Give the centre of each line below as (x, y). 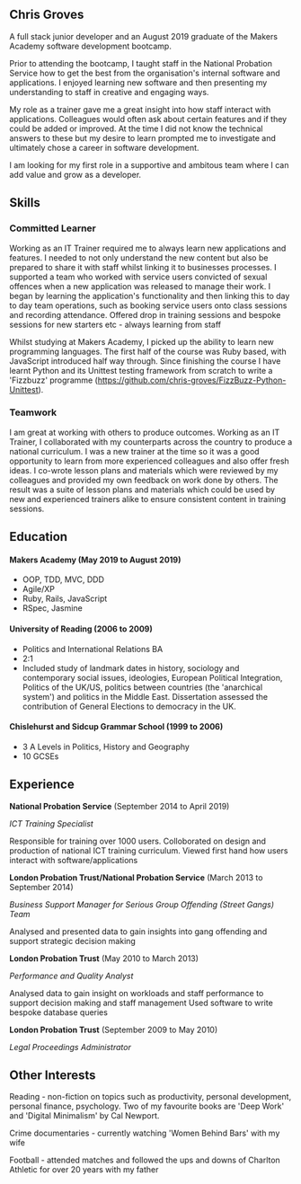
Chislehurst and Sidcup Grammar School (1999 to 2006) (116, 727)
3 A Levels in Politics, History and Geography (106, 747)
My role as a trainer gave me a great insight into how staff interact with (140, 109)
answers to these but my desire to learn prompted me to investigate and (143, 137)
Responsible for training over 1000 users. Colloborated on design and (138, 841)
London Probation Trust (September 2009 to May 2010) (114, 1029)
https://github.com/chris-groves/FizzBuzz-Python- (192, 380)
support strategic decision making (73, 941)
